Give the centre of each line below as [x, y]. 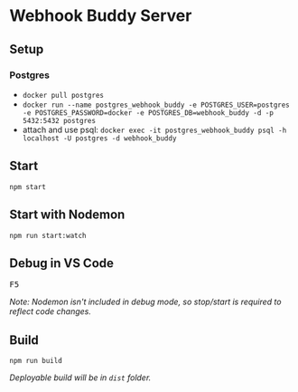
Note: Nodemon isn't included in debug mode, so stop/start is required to [145, 302]
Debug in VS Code [62, 263]
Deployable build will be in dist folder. [80, 378]
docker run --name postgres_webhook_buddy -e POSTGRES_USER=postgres [156, 105]
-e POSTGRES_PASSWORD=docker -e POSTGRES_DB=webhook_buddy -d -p [148, 113]
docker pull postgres [63, 95]
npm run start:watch [48, 235]
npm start [28, 186]
